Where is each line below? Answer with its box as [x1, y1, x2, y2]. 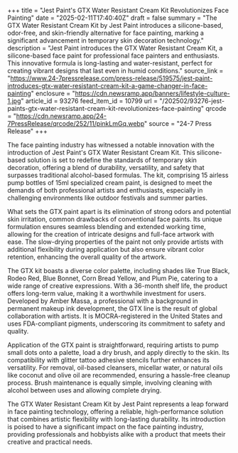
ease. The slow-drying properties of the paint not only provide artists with [7, 238, 224, 246]
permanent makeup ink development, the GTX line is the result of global [7, 304, 218, 312]
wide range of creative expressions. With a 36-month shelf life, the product [7, 282, 228, 290]
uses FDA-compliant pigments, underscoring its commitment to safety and [7, 319, 225, 328]
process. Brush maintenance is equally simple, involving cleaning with [7, 378, 212, 387]
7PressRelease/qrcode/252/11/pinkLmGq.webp [7, 119, 145, 127]
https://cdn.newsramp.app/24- [16, 112, 107, 120]
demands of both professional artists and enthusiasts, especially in [7, 186, 203, 194]
